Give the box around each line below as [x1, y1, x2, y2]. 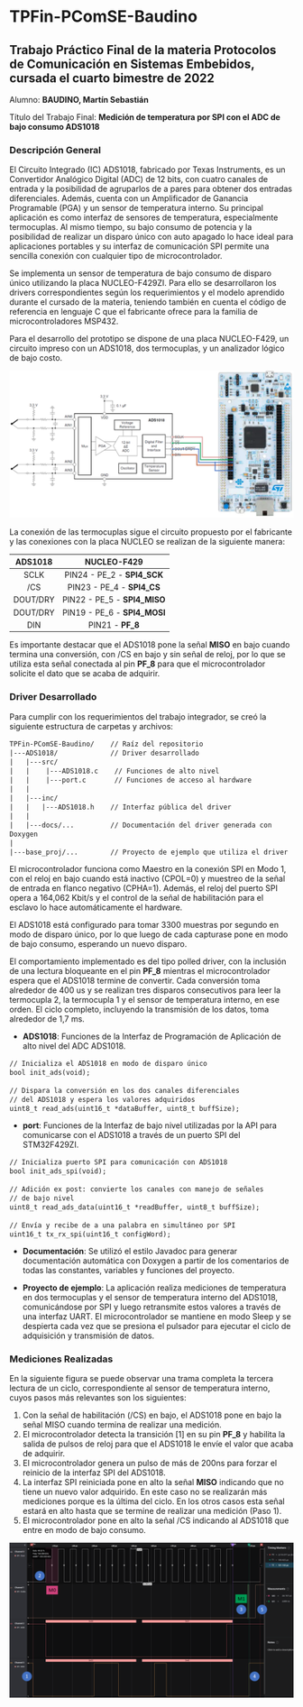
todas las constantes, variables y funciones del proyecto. [22, 1264, 235, 1275]
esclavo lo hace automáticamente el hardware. [9, 902, 183, 913]
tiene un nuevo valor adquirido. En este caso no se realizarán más [22, 1486, 268, 1497]
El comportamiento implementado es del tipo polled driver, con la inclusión [9, 956, 287, 967]
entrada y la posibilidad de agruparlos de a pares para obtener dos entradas [9, 183, 293, 195]
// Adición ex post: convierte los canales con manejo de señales [9, 1184, 264, 1194]
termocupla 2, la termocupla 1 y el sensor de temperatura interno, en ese [9, 994, 280, 1005]
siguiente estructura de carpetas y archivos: [9, 720, 174, 731]
